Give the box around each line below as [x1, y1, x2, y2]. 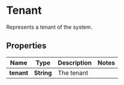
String [34, 68, 52, 77]
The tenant [58, 68, 89, 77]
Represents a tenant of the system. [6, 23, 93, 31]
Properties [6, 41, 47, 51]
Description [58, 58, 92, 66]
